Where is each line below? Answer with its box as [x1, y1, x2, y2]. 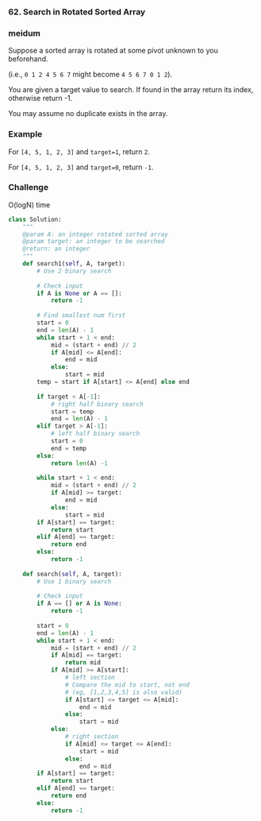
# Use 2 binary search [36, 267, 112, 275]
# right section [64, 733, 119, 741]
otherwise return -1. [8, 94, 73, 103]
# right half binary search [50, 400, 144, 408]
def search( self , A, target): [22, 570, 123, 578]
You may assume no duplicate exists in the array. [8, 109, 168, 118]
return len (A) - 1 [50, 459, 109, 467]
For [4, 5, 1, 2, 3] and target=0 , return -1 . [8, 162, 154, 172]
